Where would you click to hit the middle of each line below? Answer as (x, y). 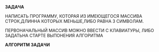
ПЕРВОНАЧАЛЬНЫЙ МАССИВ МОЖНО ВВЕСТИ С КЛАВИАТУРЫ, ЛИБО (79, 30)
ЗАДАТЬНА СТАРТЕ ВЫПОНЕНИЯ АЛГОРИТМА (54, 36)
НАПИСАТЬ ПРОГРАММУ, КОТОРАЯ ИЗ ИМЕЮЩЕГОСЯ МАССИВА (74, 16)
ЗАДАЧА (15, 7)
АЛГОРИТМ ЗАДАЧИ (27, 45)
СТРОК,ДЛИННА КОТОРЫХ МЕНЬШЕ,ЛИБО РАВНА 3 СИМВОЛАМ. (74, 21)
